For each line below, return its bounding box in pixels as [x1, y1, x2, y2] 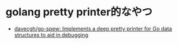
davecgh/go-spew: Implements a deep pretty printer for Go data [14, 25, 172, 32]
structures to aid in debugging [14, 31, 89, 38]
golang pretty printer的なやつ [5, 5, 153, 19]
